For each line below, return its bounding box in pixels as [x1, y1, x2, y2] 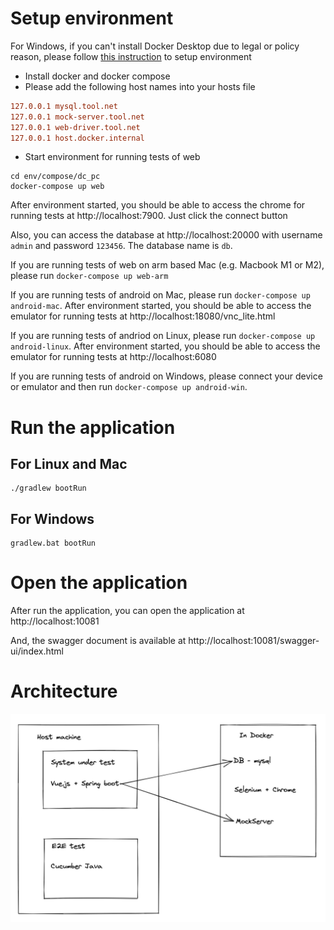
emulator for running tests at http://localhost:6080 [10, 351, 217, 363]
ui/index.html [10, 645, 64, 657]
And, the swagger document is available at [10, 635, 187, 647]
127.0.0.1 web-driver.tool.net [10, 122, 141, 132]
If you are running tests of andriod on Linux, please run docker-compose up [10, 330, 316, 342]
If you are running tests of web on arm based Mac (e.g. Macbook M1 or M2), [10, 259, 325, 271]
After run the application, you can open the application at [10, 605, 245, 617]
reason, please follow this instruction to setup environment [10, 50, 252, 62]
